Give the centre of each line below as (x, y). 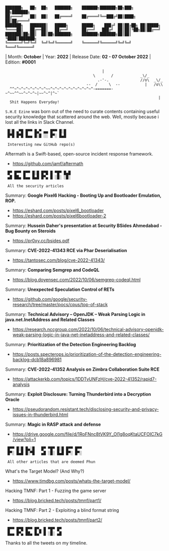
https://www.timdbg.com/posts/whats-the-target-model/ (71, 481)
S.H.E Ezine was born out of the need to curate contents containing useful (82, 111)
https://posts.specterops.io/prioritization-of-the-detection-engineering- (87, 354)
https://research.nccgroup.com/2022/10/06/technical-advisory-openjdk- (88, 329)
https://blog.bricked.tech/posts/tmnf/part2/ (57, 520)
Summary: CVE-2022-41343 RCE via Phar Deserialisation (66, 250)
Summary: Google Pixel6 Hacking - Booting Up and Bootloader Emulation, (83, 195)
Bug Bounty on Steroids (31, 231)
